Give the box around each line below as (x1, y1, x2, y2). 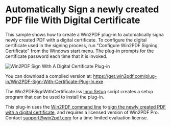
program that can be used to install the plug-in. (5, 94, 105, 100)
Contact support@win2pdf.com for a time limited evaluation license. (5, 114, 149, 121)
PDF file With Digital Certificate (5, 14, 140, 26)
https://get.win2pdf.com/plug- (93, 73, 157, 79)
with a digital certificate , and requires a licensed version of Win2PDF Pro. (5, 109, 159, 115)
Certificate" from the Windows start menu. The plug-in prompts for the (5, 48, 154, 54)
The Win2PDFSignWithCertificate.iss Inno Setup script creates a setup (5, 88, 153, 94)
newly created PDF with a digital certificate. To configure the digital (5, 37, 147, 43)
